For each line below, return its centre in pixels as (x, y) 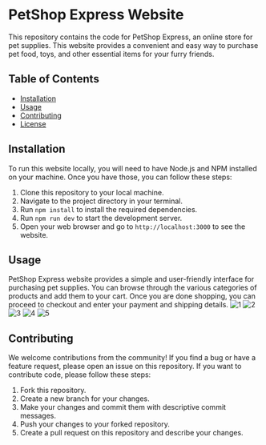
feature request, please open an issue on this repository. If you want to (125, 367)
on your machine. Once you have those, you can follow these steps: (120, 177)
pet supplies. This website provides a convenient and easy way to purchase (133, 45)
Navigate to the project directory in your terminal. (101, 201)
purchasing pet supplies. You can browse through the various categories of (133, 288)
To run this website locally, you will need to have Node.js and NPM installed (133, 168)
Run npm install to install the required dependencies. (109, 209)
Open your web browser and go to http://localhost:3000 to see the (133, 227)
